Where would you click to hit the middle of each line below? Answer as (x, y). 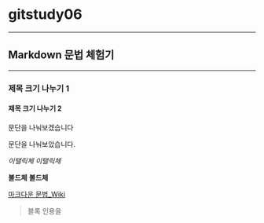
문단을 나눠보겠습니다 (41, 127)
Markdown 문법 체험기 (61, 55)
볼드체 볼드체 (28, 177)
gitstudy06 (45, 15)
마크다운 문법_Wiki (37, 194)
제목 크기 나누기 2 (35, 108)
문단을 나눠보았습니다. (42, 144)
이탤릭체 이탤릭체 (35, 161)
